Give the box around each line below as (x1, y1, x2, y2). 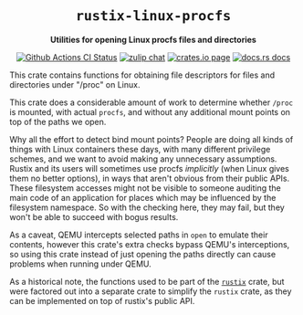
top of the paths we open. (9, 116, 107, 127)
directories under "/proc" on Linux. (9, 79, 141, 89)
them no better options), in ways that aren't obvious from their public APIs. (9, 173, 290, 184)
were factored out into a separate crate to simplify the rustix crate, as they (9, 286, 292, 297)
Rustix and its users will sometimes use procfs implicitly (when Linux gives (9, 163, 290, 173)
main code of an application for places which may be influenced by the (9, 192, 277, 203)
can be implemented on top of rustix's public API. (9, 295, 195, 306)
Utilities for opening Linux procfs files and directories (49, 34, 257, 45)
